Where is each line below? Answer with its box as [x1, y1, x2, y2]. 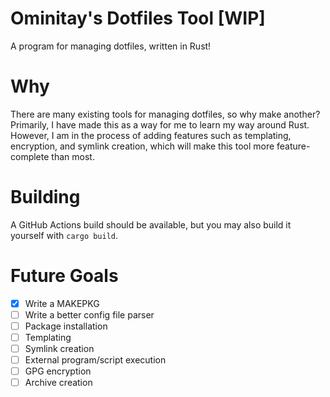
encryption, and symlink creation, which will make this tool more [10, 140, 275, 152]
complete [10, 150, 50, 162]
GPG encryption [24, 365, 92, 377]
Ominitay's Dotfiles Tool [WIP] [10, 7, 266, 30]
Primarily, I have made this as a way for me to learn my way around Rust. [10, 118, 310, 131]
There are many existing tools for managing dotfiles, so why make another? [10, 108, 321, 120]
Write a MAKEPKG [24, 297, 100, 309]
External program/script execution [24, 354, 167, 366]
